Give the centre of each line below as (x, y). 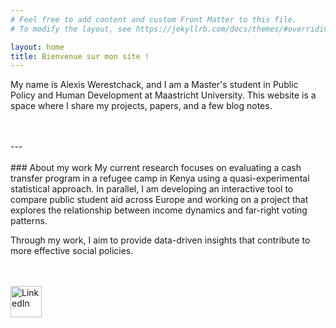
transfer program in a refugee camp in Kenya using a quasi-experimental (160, 178)
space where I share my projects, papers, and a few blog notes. (141, 106)
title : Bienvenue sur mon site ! (80, 56)
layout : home (37, 47)
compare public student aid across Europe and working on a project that (159, 200)
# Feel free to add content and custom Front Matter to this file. (154, 19)
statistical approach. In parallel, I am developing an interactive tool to (152, 189)
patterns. (29, 221)
